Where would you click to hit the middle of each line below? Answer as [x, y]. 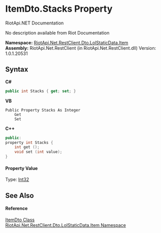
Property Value [22, 168]
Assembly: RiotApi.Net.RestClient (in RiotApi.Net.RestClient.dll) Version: [81, 48]
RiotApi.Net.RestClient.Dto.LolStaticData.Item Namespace [66, 225]
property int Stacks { [29, 142]
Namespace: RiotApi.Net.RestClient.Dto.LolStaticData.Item [67, 42]
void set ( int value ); [38, 152]
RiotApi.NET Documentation [35, 23]
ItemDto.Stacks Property [59, 9]
